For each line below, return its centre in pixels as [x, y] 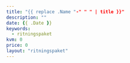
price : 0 [17, 46]
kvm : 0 [14, 40]
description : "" [26, 17]
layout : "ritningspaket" [37, 51]
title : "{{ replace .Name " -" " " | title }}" [65, 12]
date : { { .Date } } [29, 23]
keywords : [19, 28]
